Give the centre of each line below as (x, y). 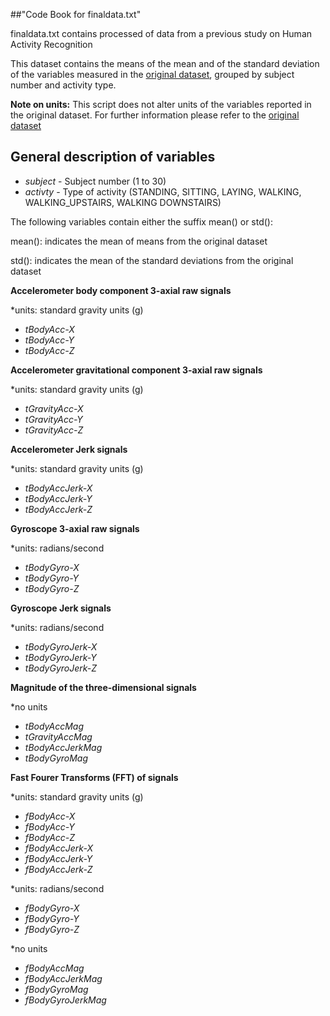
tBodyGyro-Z (52, 588)
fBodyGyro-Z (52, 929)
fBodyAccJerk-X (58, 848)
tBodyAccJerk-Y (58, 498)
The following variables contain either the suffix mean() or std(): (141, 221)
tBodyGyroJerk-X (61, 646)
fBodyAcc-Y (49, 826)
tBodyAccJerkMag (63, 747)
